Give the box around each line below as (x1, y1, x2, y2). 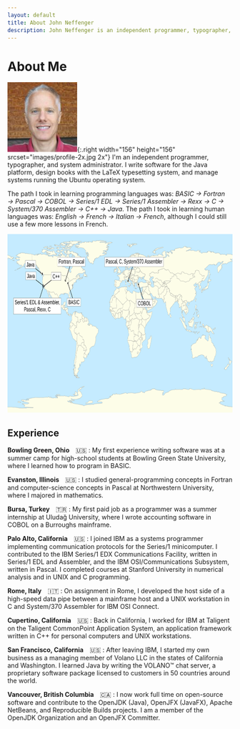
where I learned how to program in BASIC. (7, 462, 131, 470)
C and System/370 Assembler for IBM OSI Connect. (7, 602, 159, 611)
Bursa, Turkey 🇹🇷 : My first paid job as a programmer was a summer (7, 505, 217, 514)
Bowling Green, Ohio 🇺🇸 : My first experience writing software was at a (7, 446, 225, 455)
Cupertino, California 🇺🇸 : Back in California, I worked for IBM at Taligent (7, 616, 230, 625)
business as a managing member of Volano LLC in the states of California (7, 654, 224, 663)
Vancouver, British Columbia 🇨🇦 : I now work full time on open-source (7, 690, 224, 699)
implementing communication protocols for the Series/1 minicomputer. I (7, 542, 218, 551)
